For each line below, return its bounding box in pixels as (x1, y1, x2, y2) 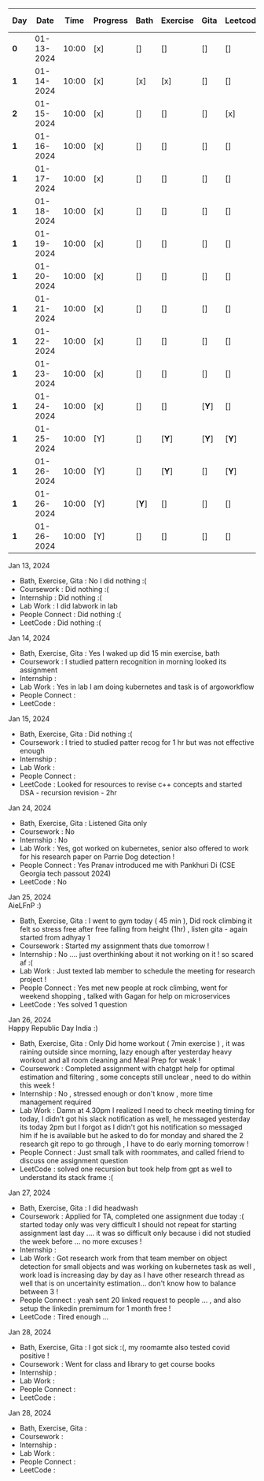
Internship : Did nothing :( (19, 593, 102, 602)
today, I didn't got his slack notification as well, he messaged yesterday (19, 1114, 251, 1123)
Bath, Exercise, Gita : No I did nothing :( (19, 576, 147, 586)
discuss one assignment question (19, 1156, 129, 1165)
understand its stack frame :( (19, 1173, 114, 1181)
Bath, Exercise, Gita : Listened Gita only (19, 819, 148, 828)
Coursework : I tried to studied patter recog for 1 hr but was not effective (19, 738, 255, 747)
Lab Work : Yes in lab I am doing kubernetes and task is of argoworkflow (19, 682, 255, 691)
